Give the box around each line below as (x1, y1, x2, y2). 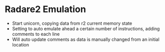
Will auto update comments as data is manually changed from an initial (12, 36, 160, 42)
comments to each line (12, 31, 60, 37)
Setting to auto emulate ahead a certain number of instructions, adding (12, 25, 160, 31)
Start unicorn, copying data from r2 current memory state (12, 20, 133, 26)
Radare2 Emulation (5, 4, 87, 15)
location (12, 41, 29, 47)
